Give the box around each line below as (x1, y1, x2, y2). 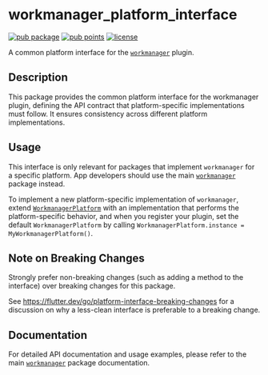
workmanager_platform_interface (8, 6, 238, 24)
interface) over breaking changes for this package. (8, 281, 176, 291)
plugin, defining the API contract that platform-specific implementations (8, 100, 246, 110)
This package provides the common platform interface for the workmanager (8, 92, 259, 102)
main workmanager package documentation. (8, 358, 150, 368)
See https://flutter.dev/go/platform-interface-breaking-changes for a (8, 297, 234, 306)
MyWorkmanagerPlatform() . (8, 228, 94, 237)
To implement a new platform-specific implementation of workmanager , (8, 194, 238, 204)
